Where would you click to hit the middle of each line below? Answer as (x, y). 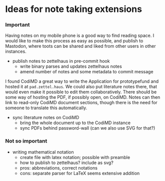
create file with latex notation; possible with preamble (75, 157)
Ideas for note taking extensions (74, 9)
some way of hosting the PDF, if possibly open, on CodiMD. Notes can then (83, 97)
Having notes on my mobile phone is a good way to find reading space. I (80, 35)
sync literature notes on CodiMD (46, 118)
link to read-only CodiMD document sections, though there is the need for (81, 103)
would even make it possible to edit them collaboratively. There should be (81, 92)
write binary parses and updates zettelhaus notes (71, 66)
